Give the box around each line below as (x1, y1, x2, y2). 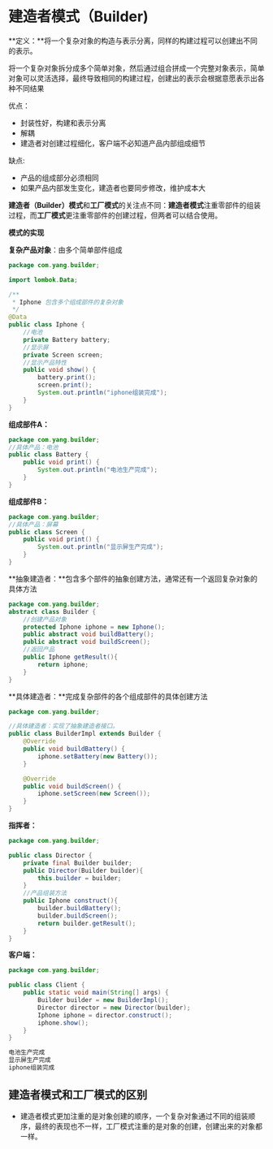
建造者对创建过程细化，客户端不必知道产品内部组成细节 (19, 138, 206, 148)
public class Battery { (8, 451, 89, 459)
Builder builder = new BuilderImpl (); (37, 996, 169, 1004)
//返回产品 (23, 646, 55, 654)
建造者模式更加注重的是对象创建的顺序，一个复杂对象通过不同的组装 (19, 1111, 249, 1121)
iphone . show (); (37, 1018, 89, 1027)
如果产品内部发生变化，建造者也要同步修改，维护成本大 (19, 183, 206, 192)
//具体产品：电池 (8, 443, 58, 451)
